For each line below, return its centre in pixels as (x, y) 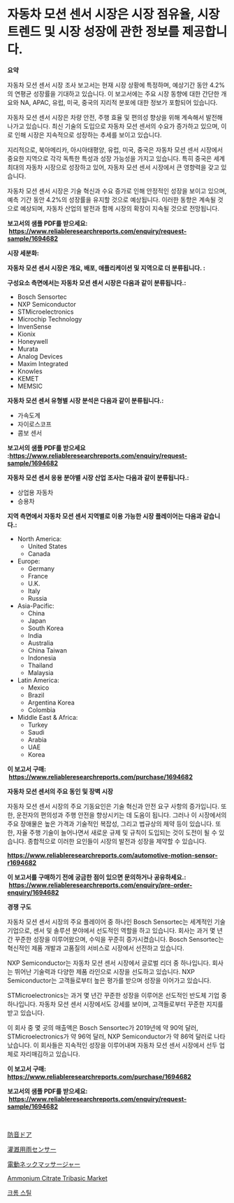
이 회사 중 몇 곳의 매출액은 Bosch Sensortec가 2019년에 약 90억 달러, (103, 1027)
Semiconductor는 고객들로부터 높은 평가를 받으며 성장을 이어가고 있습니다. (109, 980)
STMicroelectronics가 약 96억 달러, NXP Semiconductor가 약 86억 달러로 (110, 1036)
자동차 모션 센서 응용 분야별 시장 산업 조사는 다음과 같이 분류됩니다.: (98, 478)
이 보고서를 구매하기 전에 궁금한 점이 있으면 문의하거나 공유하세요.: (97, 877)
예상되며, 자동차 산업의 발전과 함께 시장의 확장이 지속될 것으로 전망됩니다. (120, 208)
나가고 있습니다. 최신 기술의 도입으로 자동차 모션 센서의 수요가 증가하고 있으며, (114, 126)
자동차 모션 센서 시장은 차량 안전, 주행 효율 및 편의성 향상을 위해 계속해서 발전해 (115, 117)
